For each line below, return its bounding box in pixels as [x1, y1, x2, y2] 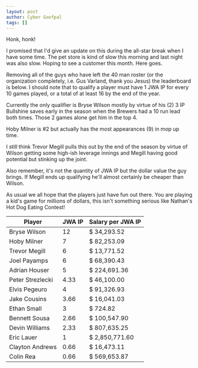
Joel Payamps [9, 256, 48, 265]
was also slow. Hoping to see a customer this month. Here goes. [6, 60, 163, 67]
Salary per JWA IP [89, 218, 141, 226]
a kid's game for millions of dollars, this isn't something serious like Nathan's [6, 197, 193, 204]
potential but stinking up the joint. [6, 156, 87, 163]
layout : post [6, 8, 38, 15]
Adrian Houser [9, 266, 50, 275]
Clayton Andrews [9, 343, 57, 351]
